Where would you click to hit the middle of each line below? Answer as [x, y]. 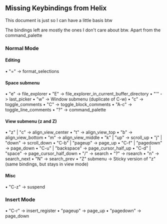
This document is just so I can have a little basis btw [59, 20]
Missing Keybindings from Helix [56, 8]
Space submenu [22, 82]
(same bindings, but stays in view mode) [47, 164]
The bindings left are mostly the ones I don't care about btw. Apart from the [83, 30]
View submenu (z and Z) [31, 121]
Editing [13, 60]
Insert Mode [20, 199]
